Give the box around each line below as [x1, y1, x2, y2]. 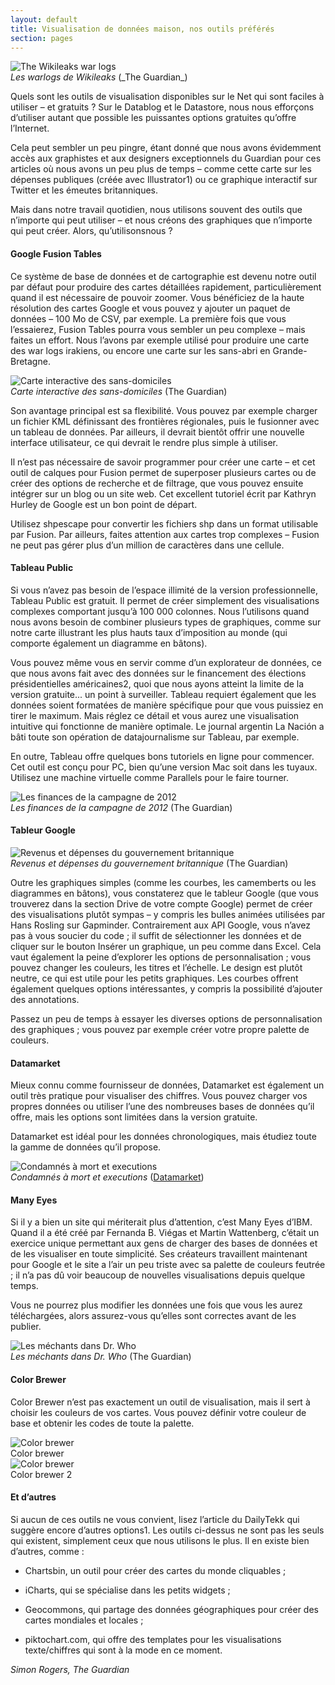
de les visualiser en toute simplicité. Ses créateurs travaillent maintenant [10, 1248, 308, 1260]
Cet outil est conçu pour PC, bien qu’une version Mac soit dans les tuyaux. [10, 761, 318, 773]
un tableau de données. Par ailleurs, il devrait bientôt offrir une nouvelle [10, 426, 305, 438]
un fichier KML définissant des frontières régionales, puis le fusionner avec [10, 415, 320, 427]
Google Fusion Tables [10, 247, 102, 260]
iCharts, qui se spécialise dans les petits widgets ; [24, 1584, 231, 1596]
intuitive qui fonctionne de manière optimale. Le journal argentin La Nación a [10, 720, 325, 732]
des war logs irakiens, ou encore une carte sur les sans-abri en [10, 344, 271, 356]
